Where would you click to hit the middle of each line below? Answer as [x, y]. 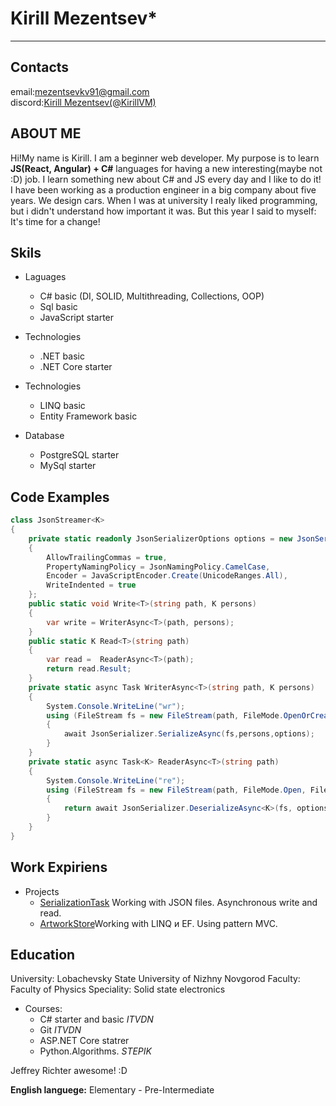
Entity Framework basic [88, 416]
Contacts [40, 67]
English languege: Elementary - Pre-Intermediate [112, 1090]
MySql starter [68, 466]
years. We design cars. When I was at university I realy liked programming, [164, 200]
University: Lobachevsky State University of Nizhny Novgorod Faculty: [155, 979]
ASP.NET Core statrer [84, 1041]
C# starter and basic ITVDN [96, 1019]
